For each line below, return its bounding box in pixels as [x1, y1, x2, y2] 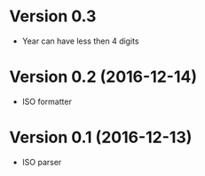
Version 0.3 [9, 6, 97, 27]
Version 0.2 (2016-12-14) [9, 67, 198, 87]
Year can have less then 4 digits [21, 36, 139, 46]
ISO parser [21, 156, 62, 167]
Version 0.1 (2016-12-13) [9, 127, 193, 148]
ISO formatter [21, 96, 73, 107]
